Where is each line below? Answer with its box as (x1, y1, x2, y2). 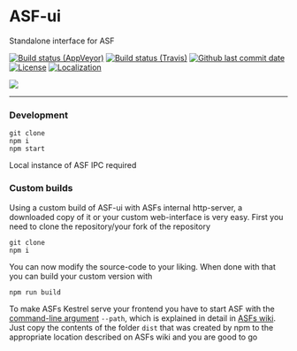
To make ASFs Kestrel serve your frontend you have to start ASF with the (9, 303, 276, 314)
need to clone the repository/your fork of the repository (9, 221, 210, 232)
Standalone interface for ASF (9, 35, 115, 46)
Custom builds (9, 182, 73, 195)
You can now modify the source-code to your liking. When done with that (9, 261, 277, 271)
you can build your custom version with (9, 271, 153, 281)
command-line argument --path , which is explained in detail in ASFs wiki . (9, 312, 277, 324)
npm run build (9, 287, 62, 297)
